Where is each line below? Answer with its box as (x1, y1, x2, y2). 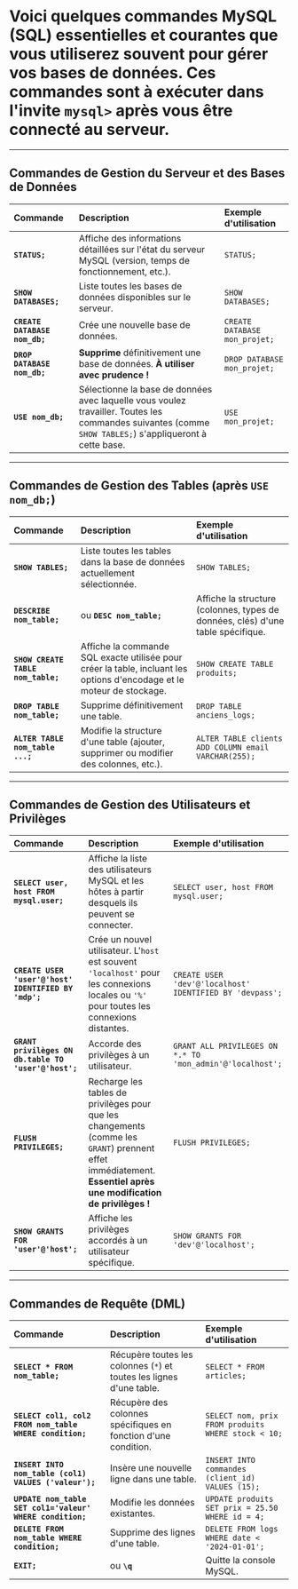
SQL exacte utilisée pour (80, 651, 183, 663)
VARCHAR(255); (196, 751, 255, 761)
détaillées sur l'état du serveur (78, 242, 206, 255)
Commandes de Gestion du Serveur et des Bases (9, 166, 286, 181)
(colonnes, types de (196, 603, 279, 616)
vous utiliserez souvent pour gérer (9, 44, 269, 64)
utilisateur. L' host (88, 944, 160, 957)
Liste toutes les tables (80, 544, 171, 557)
